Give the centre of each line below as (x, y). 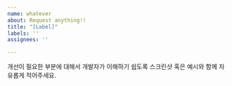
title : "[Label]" (33, 27)
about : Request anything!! (47, 20)
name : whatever (30, 14)
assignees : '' (28, 40)
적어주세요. (41, 76)
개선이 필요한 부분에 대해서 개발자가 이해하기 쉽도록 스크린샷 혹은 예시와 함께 (112, 66)
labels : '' (23, 33)
